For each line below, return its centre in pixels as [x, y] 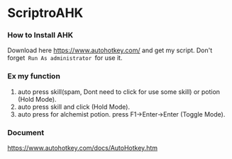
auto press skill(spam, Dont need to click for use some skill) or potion [119, 92]
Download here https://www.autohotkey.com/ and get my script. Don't [110, 50]
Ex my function [34, 76]
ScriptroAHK [45, 13]
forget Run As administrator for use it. [65, 58]
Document [26, 132]
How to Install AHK [40, 35]
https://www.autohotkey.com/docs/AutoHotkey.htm [83, 148]
